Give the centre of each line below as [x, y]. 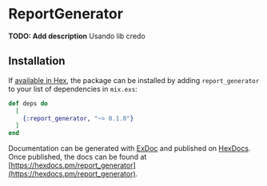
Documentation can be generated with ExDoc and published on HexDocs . [130, 148]
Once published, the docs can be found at [78, 157]
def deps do [28, 103]
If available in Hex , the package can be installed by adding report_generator [134, 80]
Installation [37, 61]
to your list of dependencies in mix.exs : [73, 89]
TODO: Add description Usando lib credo [77, 36]
